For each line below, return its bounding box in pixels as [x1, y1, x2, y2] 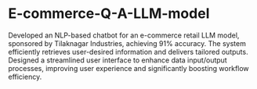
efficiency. [8, 72, 42, 81]
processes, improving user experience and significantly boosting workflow [8, 63, 249, 73]
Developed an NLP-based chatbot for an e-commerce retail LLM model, [8, 30, 240, 40]
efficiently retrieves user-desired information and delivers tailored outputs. [8, 47, 248, 56]
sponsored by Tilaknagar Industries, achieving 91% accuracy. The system [8, 38, 247, 48]
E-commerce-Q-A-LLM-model [8, 5, 210, 23]
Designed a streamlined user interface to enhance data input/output [8, 55, 227, 65]
